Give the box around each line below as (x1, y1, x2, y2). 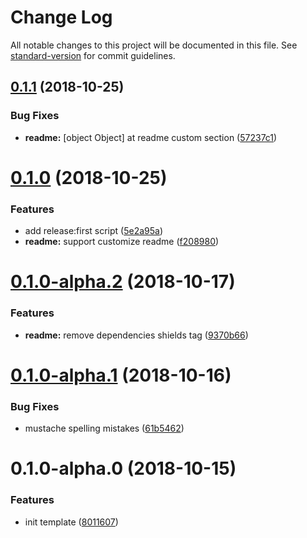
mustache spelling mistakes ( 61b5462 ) (24, 422, 185, 435)
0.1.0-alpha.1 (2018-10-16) (10, 364, 232, 386)
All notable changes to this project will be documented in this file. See (10, 39, 298, 51)
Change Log (10, 6, 113, 29)
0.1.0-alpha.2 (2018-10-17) (10, 271, 236, 293)
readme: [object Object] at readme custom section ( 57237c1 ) (24, 131, 278, 143)
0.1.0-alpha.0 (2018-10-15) (10, 457, 237, 480)
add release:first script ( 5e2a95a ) (24, 225, 164, 237)
